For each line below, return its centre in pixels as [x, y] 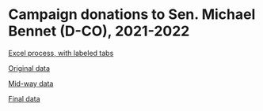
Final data [25, 98]
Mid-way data [31, 83]
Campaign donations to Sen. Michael [132, 15]
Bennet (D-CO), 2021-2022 [99, 31]
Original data [29, 68]
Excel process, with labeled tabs [61, 53]
